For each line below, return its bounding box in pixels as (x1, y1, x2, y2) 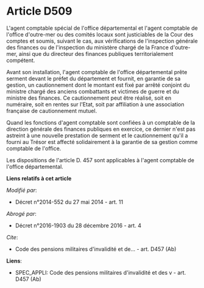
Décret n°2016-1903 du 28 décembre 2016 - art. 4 (15, 222, 142, 229)
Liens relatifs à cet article (6, 174, 72, 182)
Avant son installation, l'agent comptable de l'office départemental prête (6, 68, 188, 75)
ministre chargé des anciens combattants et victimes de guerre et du (6, 87, 180, 95)
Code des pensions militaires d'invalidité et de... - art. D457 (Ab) (15, 245, 177, 253)
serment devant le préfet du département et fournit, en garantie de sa (6, 75, 181, 82)
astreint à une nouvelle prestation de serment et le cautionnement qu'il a (6, 132, 188, 139)
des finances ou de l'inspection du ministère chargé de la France (6, 44, 169, 51)
